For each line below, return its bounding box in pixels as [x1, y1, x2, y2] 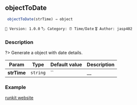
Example [5, 84, 26, 90]
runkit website [5, 95, 34, 101]
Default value [50, 61, 82, 68]
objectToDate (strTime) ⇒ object [7, 16, 73, 21]
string [30, 70, 46, 75]
